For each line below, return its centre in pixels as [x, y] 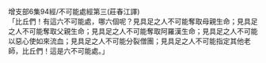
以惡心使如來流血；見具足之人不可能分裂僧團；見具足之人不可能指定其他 [126, 41]
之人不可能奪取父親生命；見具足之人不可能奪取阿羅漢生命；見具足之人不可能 [133, 31]
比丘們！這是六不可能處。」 [65, 51]
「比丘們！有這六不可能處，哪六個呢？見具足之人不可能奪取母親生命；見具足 [133, 21]
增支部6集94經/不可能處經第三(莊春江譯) [74, 11]
